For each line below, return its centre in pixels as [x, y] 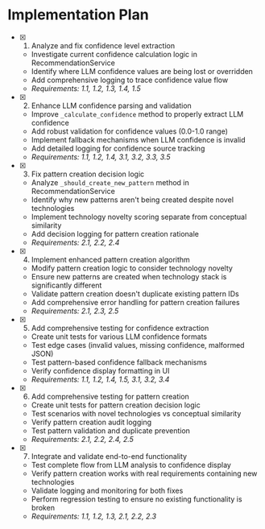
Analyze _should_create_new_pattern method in [110, 182]
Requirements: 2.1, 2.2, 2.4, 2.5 [83, 439]
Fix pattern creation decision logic [88, 174]
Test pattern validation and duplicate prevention [111, 430]
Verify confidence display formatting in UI [100, 370]
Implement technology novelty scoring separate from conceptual [139, 217]
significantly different [66, 285]
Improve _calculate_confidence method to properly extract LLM [137, 114]
